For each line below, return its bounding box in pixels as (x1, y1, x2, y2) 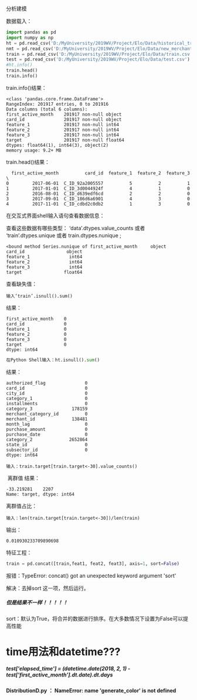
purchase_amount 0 (6, 426, 88, 432)
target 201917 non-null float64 (6, 137, 125, 143)
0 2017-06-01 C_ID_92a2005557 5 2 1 (6, 180, 191, 186)
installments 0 (6, 401, 88, 406)
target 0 (6, 341, 67, 348)
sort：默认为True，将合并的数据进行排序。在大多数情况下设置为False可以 (6, 615, 184, 622)
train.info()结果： (6, 84, 47, 91)
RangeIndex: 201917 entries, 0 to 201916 (6, 101, 109, 107)
